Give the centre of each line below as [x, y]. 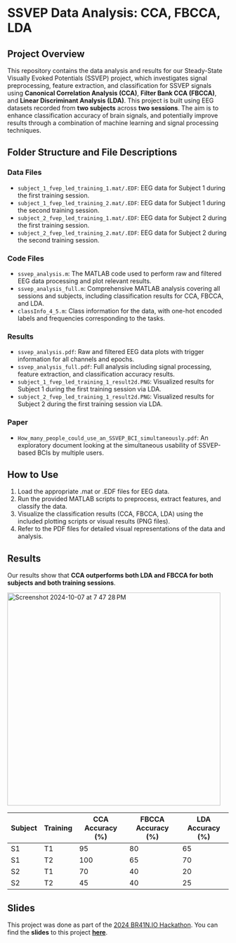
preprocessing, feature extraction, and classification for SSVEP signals [110, 85]
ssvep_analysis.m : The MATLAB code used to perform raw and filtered [119, 273]
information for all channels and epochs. [76, 359]
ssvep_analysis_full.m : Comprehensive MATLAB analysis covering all [119, 288]
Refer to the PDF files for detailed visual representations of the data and [121, 529]
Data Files [25, 172]
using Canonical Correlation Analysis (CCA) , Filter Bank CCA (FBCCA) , [112, 93]
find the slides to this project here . [57, 932]
